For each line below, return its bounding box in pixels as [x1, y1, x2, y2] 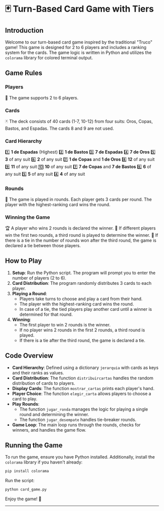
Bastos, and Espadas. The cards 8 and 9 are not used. [5, 125, 114, 131]
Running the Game [5, 441, 62, 449]
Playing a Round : [12, 290, 47, 296]
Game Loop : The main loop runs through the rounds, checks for [12, 421, 141, 428]
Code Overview [5, 351, 54, 360]
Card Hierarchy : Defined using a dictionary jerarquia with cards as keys [12, 365, 159, 371]
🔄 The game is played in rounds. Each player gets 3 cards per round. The [5, 196, 152, 202]
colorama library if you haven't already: [5, 459, 83, 465]
